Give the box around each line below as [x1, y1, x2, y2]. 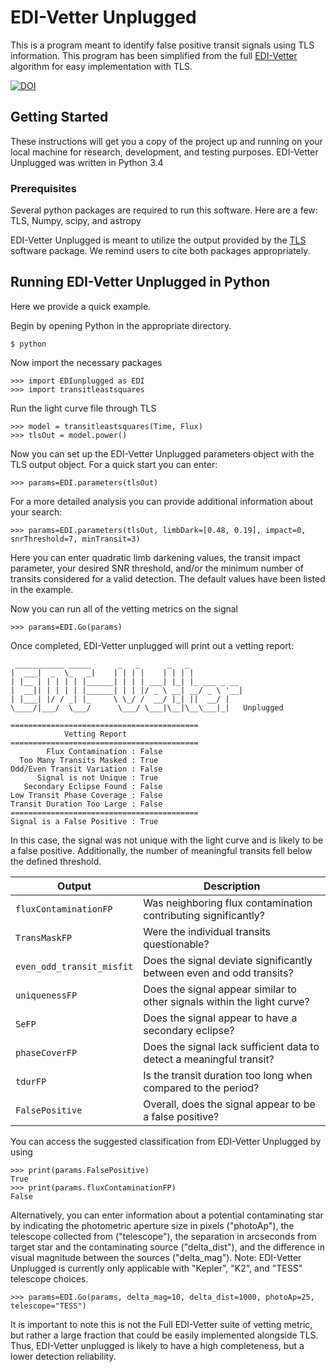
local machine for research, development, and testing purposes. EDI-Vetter [10, 146, 319, 158]
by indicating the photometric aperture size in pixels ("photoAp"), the [10, 1219, 295, 1231]
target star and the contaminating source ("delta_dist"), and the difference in [10, 1241, 325, 1253]
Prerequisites [10, 181, 77, 195]
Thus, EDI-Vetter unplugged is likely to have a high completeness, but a [10, 1339, 305, 1351]
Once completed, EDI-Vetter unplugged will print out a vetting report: [10, 639, 295, 651]
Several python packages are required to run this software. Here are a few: [10, 204, 318, 216]
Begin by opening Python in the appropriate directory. [10, 319, 232, 331]
